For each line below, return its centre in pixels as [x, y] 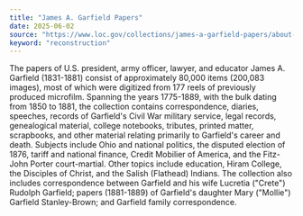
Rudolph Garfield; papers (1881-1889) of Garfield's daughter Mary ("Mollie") [150, 193]
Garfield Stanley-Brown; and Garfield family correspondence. [123, 202]
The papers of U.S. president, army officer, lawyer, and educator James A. [147, 68]
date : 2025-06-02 [42, 26]
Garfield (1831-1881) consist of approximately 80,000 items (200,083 [137, 78]
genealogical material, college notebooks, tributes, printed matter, [132, 126]
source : [24, 34]
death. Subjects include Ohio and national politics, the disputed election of [147, 145]
